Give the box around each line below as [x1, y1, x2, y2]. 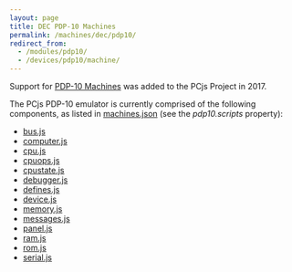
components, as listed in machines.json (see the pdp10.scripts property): [9, 109, 284, 119]
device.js [22, 194, 57, 204]
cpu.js [22, 145, 47, 156]
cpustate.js [22, 165, 65, 175]
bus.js [22, 126, 46, 137]
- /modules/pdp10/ [17, 47, 89, 57]
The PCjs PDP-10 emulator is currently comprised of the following [9, 99, 256, 110]
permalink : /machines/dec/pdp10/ [9, 30, 137, 39]
